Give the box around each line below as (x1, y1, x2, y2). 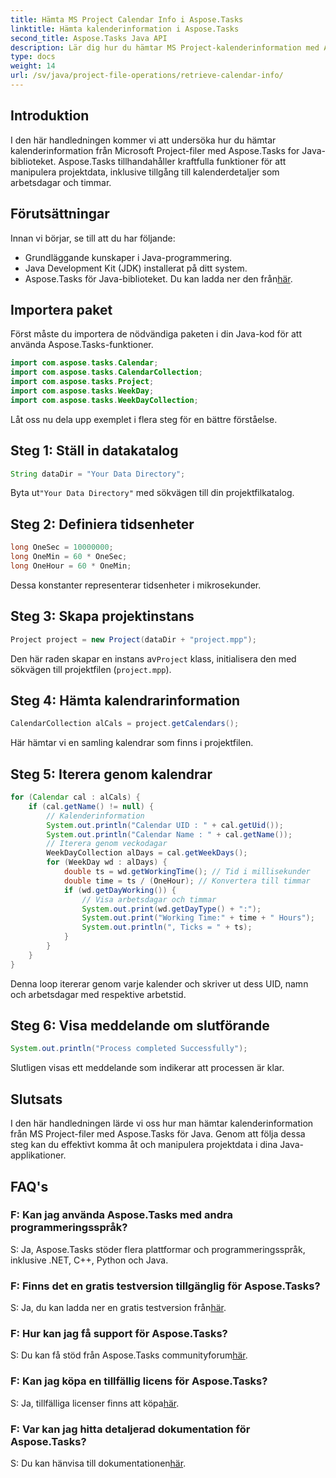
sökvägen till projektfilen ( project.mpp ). (10, 663, 172, 675)
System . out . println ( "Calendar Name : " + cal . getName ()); (46, 829, 293, 840)
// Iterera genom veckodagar (46, 839, 168, 849)
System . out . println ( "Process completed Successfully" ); (10, 1044, 248, 1054)
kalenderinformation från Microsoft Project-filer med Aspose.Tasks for (10, 144, 300, 156)
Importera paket (10, 301, 113, 318)
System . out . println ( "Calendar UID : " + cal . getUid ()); (46, 820, 284, 830)
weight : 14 (10, 61, 56, 71)
